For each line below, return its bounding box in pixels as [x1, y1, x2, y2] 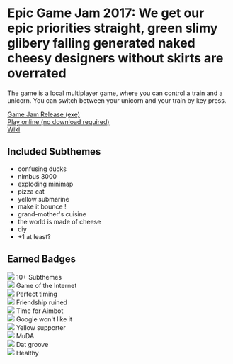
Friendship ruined [16, 298, 68, 307]
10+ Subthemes [16, 272, 62, 281]
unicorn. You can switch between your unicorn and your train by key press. [7, 96, 227, 104]
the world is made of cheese [17, 217, 101, 226]
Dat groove [16, 340, 49, 348]
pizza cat [17, 187, 45, 196]
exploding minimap [17, 180, 74, 188]
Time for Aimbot [16, 307, 64, 315]
